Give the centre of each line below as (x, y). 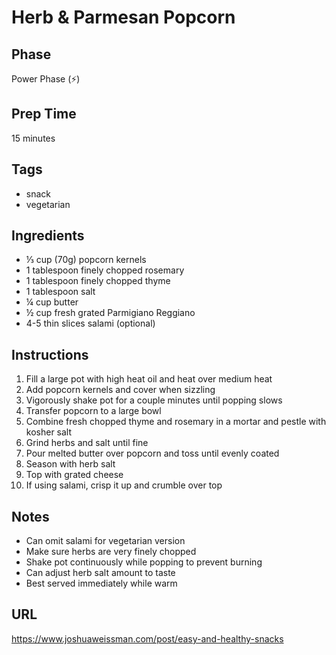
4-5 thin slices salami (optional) (90, 323)
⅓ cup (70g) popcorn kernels (86, 260)
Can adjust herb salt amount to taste (100, 573)
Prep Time (44, 114)
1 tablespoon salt (60, 292)
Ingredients (48, 236)
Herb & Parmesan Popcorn (123, 17)
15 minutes (33, 138)
